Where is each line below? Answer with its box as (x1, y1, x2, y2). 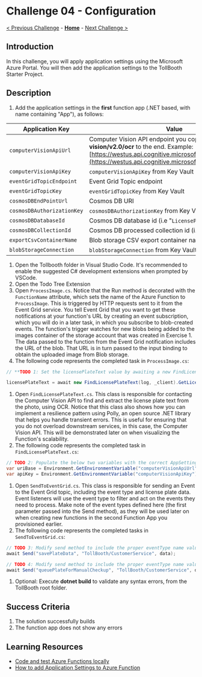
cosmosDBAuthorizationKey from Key (89, 206, 191, 215)
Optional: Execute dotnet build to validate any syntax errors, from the (14, 578, 188, 585)
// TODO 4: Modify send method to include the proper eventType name (6, 561, 185, 567)
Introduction (6, 42, 54, 52)
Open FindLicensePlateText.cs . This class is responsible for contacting (14, 391, 192, 398)
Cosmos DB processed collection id (89, 226, 190, 235)
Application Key (23, 125, 70, 133)
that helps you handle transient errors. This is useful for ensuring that (14, 416, 187, 423)
